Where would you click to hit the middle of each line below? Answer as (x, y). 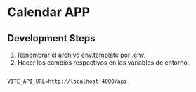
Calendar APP (48, 12)
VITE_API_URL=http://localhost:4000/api (67, 81)
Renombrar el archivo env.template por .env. (81, 55)
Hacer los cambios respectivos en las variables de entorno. (103, 63)
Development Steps (51, 38)
